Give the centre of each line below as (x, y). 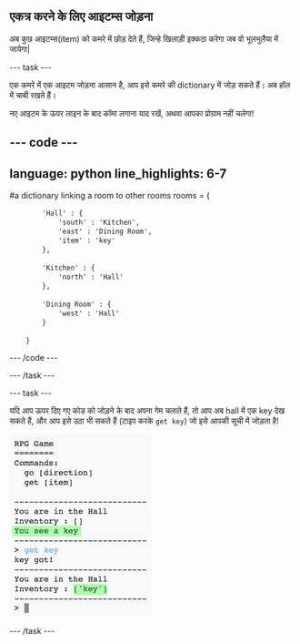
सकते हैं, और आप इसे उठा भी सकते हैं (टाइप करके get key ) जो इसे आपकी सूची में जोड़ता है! (144, 421)
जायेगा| (20, 49)
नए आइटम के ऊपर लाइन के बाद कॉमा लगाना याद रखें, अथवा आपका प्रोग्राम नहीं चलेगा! (132, 113)
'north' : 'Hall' (91, 277)
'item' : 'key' (87, 241)
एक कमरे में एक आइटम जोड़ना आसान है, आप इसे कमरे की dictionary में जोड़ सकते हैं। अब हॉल (150, 85)
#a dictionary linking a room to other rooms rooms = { (110, 196)
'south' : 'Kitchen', (99, 223)
